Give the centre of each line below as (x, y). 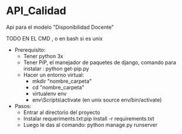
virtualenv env (49, 93)
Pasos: (23, 106)
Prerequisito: (30, 50)
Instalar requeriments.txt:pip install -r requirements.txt (89, 118)
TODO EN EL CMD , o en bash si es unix (54, 38)
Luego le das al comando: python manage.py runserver (90, 125)
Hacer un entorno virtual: (53, 75)
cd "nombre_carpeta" (58, 87)
